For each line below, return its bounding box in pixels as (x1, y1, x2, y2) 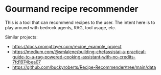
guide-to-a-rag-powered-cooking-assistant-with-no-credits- (12, 54, 136, 59)
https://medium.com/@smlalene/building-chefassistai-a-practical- (12, 49, 147, 55)
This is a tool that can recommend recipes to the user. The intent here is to (5, 19, 155, 25)
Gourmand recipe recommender (5, 3, 138, 15)
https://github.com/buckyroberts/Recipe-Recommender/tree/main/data (12, 64, 156, 70)
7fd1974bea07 (12, 59, 41, 65)
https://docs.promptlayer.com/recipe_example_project (12, 43, 122, 49)
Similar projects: (5, 34, 38, 40)
